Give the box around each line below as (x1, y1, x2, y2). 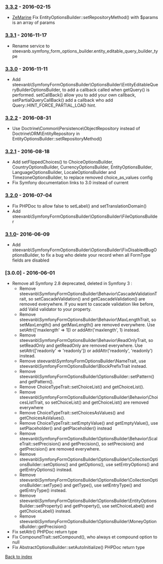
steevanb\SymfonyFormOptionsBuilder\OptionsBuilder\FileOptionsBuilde (12, 213, 158, 219)
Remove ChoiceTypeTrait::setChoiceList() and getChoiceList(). (19, 384, 145, 390)
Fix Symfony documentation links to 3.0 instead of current (12, 180, 129, 186)
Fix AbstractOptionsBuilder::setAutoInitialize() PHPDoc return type (12, 545, 145, 550)
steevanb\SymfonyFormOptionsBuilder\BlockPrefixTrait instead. (19, 363, 147, 369)
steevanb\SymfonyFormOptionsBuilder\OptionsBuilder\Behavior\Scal (19, 436, 158, 442)
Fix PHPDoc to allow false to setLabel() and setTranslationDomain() (12, 203, 147, 209)
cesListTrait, (19, 399, 44, 405)
